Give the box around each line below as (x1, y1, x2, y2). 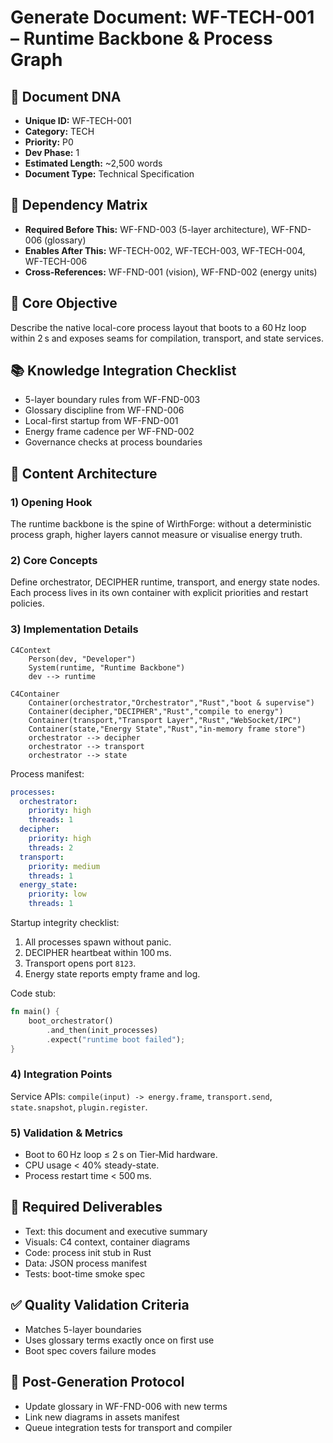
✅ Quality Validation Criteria (10, 1297, 190, 1314)
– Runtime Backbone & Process (10, 27, 273, 50)
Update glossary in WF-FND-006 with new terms (24, 1400, 228, 1412)
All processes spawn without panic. (24, 936, 172, 948)
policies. (10, 597, 45, 610)
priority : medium (28, 861, 101, 871)
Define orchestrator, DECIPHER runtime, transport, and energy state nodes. (10, 576, 321, 588)
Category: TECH (24, 126, 95, 137)
